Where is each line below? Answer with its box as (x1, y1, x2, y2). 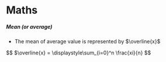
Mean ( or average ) (6, 23, 53, 30)
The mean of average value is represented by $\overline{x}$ (14, 38, 161, 45)
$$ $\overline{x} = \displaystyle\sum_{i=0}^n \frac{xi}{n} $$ (6, 49, 151, 56)
